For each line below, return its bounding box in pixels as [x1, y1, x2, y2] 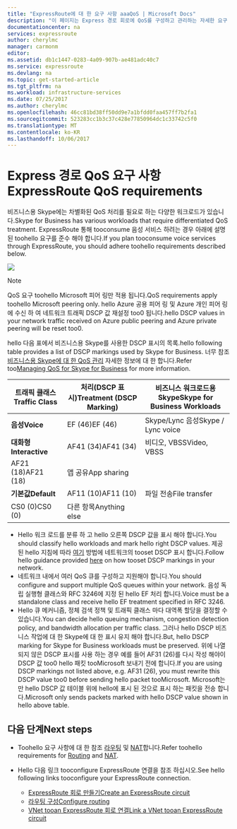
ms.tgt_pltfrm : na [7, 83, 61, 90]
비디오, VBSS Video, [145, 437, 208, 447]
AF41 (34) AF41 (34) [66, 442, 138, 452]
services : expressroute [7, 30, 78, 37]
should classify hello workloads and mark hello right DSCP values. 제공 [17, 539, 224, 548]
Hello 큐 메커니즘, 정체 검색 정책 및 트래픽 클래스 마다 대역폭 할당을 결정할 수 [17, 606, 228, 615]
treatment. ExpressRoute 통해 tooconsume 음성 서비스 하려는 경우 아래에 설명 [7, 225, 226, 234]
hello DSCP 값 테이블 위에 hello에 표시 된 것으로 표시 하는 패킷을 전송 [25, 684, 217, 693]
